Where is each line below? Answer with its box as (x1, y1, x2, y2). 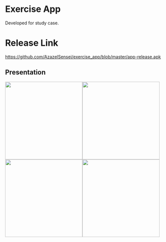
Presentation (5, 68, 46, 77)
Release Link (5, 37, 58, 49)
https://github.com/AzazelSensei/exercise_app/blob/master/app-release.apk (5, 54, 161, 60)
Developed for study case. (5, 20, 59, 26)
